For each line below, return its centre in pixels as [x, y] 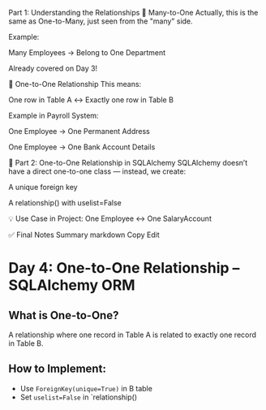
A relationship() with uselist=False [65, 203]
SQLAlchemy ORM [72, 285]
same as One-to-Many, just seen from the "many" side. [101, 21]
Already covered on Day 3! [53, 68]
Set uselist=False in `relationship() [79, 397]
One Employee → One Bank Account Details [82, 147]
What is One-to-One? [64, 315]
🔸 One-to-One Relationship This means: [75, 84]
